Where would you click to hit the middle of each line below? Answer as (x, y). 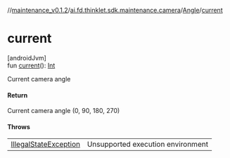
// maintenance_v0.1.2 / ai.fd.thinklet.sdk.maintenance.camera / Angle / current (115, 10)
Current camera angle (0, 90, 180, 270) (64, 111)
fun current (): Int (31, 65)
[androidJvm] (27, 58)
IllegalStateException (46, 145)
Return (18, 95)
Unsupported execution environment (148, 145)
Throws (19, 126)
